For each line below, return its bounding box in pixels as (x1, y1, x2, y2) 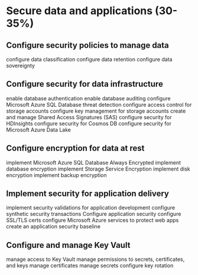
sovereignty (6, 62, 35, 69)
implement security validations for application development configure (6, 204, 176, 211)
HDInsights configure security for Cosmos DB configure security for (6, 120, 172, 127)
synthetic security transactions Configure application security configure (6, 211, 181, 218)
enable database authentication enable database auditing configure (6, 94, 171, 102)
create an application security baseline (6, 223, 100, 230)
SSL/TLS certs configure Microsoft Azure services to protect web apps (6, 217, 179, 224)
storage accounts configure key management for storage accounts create (6, 107, 186, 114)
